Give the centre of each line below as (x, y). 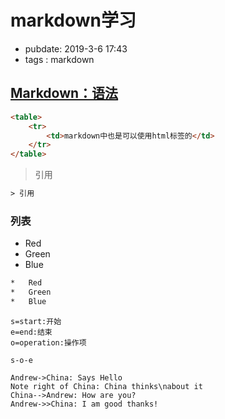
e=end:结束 (31, 332)
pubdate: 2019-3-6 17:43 (76, 48)
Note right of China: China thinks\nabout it (106, 386)
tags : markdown (59, 59)
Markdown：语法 (64, 93)
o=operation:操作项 (48, 342)
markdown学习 (73, 20)
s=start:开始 (36, 321)
